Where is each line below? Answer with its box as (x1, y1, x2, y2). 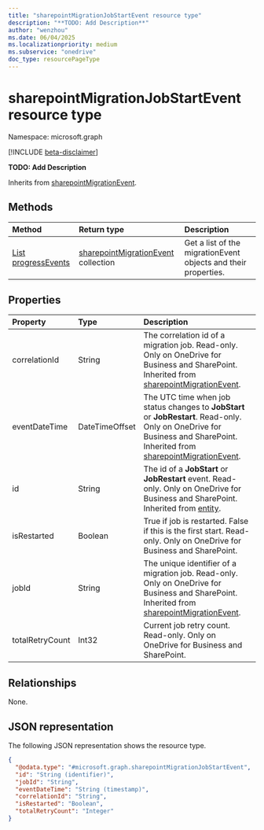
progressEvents (12, 256, 71, 267)
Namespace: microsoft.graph (8, 131, 103, 142)
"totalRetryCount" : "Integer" (15, 807, 114, 815)
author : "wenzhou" (8, 26, 68, 34)
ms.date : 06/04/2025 (8, 33, 76, 42)
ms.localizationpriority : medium (8, 41, 118, 49)
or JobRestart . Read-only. (143, 411, 242, 422)
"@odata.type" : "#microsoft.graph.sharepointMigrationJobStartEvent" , (15, 763, 251, 771)
